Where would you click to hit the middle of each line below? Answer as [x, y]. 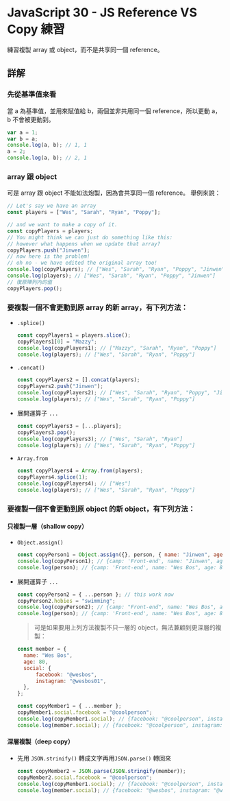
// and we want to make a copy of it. [62, 225]
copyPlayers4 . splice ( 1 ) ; [52, 477]
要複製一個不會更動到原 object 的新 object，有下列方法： [101, 509]
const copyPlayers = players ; [50, 231]
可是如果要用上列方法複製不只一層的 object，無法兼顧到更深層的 [125, 627]
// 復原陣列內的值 [30, 282]
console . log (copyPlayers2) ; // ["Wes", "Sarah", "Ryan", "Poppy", [114, 393]
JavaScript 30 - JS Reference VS [102, 13]
